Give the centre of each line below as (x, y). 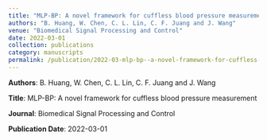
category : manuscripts (46, 52)
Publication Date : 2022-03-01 (58, 129)
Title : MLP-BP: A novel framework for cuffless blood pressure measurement (133, 98)
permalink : (26, 60)
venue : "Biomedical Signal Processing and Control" (95, 30)
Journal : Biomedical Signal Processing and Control (92, 113)
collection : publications (51, 45)
